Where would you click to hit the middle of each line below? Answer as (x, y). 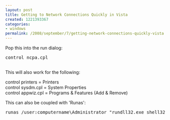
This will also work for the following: (43, 72)
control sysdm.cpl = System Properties (46, 87)
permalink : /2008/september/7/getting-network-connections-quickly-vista (85, 33)
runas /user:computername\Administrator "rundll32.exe (75, 112)
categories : (18, 24)
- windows (16, 29)
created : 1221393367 (27, 19)
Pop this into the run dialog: (34, 48)
